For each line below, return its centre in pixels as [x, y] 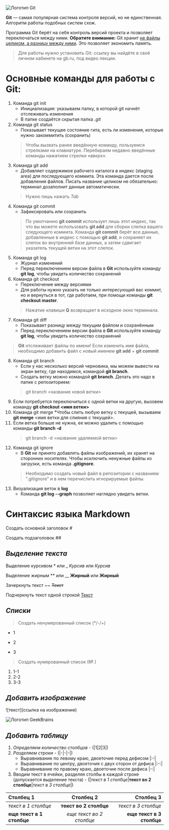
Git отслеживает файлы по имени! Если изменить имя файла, [84, 345]
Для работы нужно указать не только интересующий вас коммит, [91, 289]
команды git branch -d [37, 428]
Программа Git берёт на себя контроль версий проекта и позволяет [79, 32]
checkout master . [39, 300]
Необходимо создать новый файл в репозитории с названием [92, 473]
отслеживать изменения [47, 114]
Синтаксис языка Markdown [68, 514]
